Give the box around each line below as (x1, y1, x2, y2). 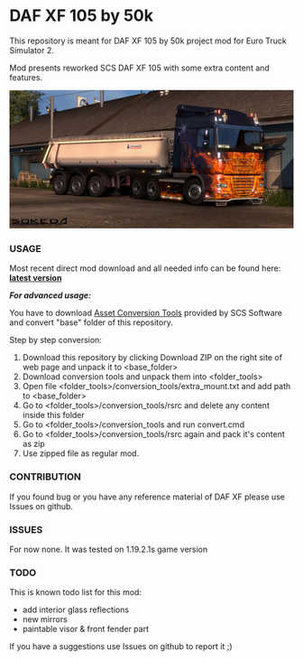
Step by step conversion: (9, 335, 102, 346)
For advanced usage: (9, 290, 92, 301)
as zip (22, 439, 45, 450)
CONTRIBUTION (9, 470, 81, 483)
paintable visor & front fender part (22, 624, 149, 635)
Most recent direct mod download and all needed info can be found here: (9, 263, 281, 274)
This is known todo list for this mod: (9, 587, 142, 598)
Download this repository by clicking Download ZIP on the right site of (22, 352, 282, 363)
